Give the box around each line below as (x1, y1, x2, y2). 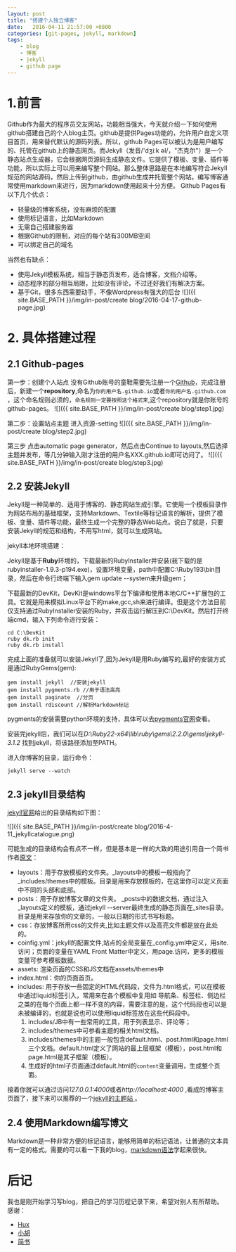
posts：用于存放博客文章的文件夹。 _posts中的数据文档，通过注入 (17, 895, 209, 903)
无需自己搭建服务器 (17, 222, 74, 231)
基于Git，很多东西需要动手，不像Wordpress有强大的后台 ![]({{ (17, 288, 197, 296)
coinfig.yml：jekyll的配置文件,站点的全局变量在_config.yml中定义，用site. (17, 938, 229, 947)
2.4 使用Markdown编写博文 (7, 1116, 129, 1129)
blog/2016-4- (134, 822, 173, 831)
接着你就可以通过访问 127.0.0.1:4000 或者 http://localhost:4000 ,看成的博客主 (7, 1085, 224, 1094)
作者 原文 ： (7, 853, 39, 862)
